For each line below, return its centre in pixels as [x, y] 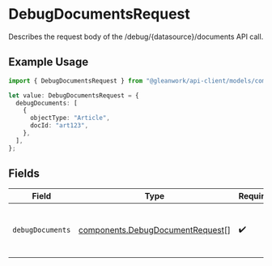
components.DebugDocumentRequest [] [154, 230]
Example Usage [49, 62]
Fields [24, 174]
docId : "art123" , [59, 126]
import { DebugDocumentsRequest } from [76, 81]
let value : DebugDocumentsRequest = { [74, 95]
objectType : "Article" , [70, 118]
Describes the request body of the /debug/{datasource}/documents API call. [136, 36]
